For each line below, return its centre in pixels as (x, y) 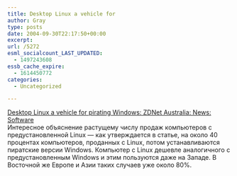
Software (21, 120)
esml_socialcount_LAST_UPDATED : (55, 54)
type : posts (25, 27)
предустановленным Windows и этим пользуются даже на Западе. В (112, 158)
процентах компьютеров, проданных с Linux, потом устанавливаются (114, 143)
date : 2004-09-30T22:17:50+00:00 (57, 34)
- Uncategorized (38, 86)
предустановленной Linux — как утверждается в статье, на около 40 (112, 135)
